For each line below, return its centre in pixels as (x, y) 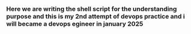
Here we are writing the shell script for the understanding (92, 9)
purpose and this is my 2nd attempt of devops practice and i (95, 16)
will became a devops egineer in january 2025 (75, 24)
